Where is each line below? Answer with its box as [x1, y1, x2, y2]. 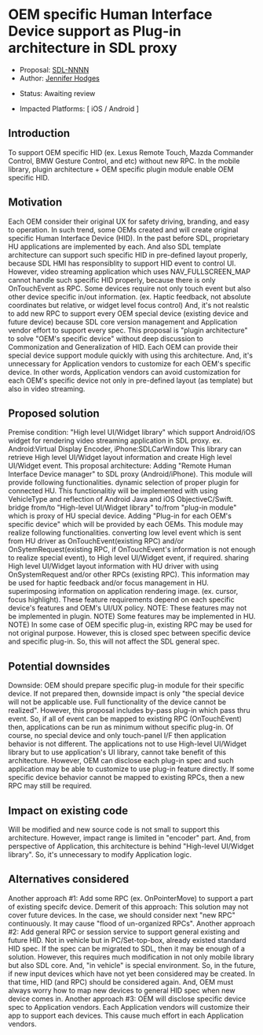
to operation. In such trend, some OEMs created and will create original [8, 224, 239, 234]
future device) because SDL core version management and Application [8, 317, 238, 326]
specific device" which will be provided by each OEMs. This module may [8, 520, 243, 529]
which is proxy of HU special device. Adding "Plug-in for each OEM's [8, 511, 232, 521]
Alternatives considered [8, 873, 130, 886]
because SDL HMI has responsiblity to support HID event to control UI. [8, 258, 236, 268]
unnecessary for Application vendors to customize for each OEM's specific [8, 358, 251, 368]
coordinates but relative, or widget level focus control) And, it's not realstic [8, 300, 250, 310]
